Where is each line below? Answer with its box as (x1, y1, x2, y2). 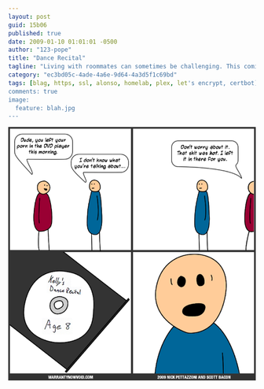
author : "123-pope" (8, 46, 72, 54)
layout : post (8, 13, 51, 20)
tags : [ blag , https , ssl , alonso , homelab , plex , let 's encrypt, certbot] (8, 79, 258, 87)
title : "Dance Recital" (8, 54, 86, 62)
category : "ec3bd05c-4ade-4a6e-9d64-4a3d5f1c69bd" (8, 71, 178, 79)
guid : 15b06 (8, 20, 47, 29)
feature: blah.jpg (15, 104, 76, 112)
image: (8, 95, 30, 104)
